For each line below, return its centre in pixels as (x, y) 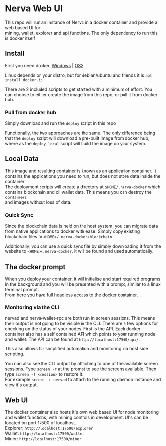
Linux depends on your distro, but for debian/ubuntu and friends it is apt (79, 75)
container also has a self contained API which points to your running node (80, 334)
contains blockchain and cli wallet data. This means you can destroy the (78, 192)
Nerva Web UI (34, 9)
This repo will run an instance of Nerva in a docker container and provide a (81, 22)
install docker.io (24, 80)
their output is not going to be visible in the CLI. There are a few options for (82, 323)
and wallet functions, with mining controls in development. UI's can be (77, 418)
